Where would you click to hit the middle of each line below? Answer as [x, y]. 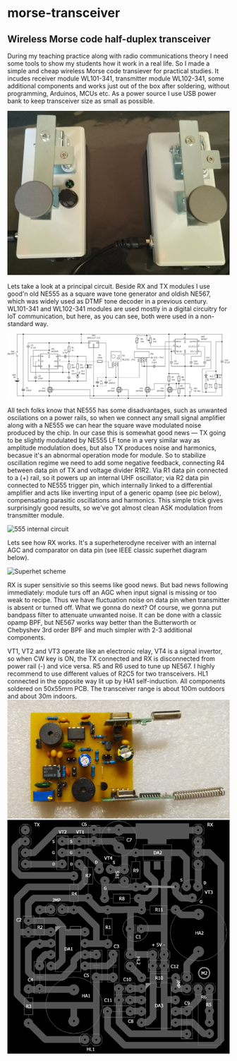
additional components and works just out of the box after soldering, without [119, 86]
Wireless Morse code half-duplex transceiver [109, 39]
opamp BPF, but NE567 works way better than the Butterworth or [102, 623]
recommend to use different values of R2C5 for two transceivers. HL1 [108, 674]
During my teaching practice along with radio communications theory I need [118, 56]
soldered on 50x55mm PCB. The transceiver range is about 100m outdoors [116, 689]
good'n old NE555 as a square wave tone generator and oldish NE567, [109, 294]
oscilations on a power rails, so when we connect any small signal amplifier [116, 418]
